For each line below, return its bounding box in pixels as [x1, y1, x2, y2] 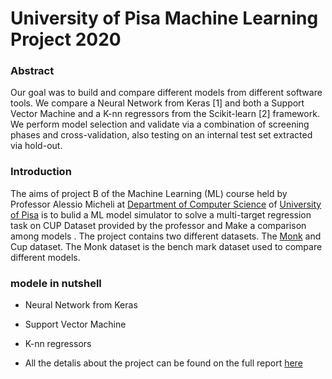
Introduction [10, 165, 72, 179]
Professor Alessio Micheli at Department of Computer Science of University [10, 198, 322, 210]
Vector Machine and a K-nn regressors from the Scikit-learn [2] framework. [10, 108, 320, 120]
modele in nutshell [10, 276, 102, 290]
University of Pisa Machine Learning [10, 7, 319, 30]
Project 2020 [10, 28, 122, 51]
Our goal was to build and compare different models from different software [10, 87, 323, 99]
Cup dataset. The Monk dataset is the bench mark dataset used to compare [10, 240, 323, 252]
